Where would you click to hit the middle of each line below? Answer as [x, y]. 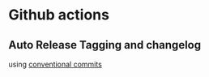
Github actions [59, 15]
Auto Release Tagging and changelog [104, 45]
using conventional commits [55, 64]
